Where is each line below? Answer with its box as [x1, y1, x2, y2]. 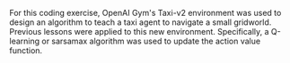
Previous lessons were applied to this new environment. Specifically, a [9, 27, 269, 36]
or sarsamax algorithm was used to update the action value [41, 35, 261, 46]
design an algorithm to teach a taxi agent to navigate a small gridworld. [9, 17, 272, 28]
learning [9, 35, 40, 46]
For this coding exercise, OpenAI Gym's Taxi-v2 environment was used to [9, 8, 282, 18]
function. [9, 45, 43, 56]
